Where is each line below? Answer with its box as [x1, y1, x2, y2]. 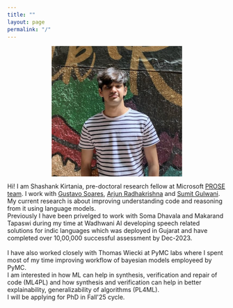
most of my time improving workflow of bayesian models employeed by [7, 256, 212, 264]
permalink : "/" [7, 26, 51, 33]
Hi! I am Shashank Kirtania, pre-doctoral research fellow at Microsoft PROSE [7, 182, 226, 191]
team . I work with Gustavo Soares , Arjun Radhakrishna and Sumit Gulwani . [7, 190, 220, 198]
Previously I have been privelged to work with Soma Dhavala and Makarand [7, 212, 224, 220]
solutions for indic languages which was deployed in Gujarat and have [7, 227, 208, 235]
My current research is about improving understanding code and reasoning [7, 197, 223, 205]
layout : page [7, 18, 45, 26]
